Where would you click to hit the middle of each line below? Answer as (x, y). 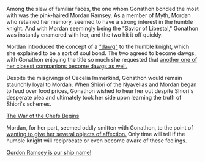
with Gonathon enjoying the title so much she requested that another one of (102, 60)
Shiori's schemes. (29, 104)
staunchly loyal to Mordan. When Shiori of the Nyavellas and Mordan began (102, 84)
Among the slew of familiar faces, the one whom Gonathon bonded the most (102, 9)
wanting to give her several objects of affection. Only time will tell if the (96, 134)
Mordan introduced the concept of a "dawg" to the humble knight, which (98, 46)
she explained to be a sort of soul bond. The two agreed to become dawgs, (101, 53)
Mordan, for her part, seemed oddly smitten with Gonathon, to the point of (100, 127)
